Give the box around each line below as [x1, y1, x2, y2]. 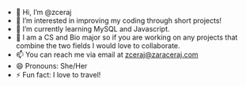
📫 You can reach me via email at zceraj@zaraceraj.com [15, 50, 199, 59]
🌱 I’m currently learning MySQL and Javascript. [15, 24, 170, 33]
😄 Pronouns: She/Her [15, 62, 88, 70]
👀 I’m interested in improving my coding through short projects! [15, 16, 222, 25]
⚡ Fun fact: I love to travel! [15, 70, 101, 79]
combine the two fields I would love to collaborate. [15, 41, 180, 50]
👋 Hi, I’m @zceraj [15, 8, 72, 17]
